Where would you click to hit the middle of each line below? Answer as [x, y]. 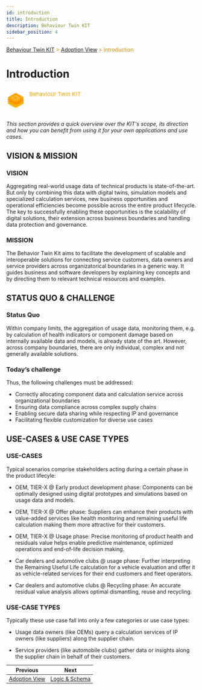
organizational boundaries [47, 400]
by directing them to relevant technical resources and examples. [86, 279]
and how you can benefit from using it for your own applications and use [97, 130]
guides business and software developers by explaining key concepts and [98, 273]
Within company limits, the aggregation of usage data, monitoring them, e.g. [101, 328]
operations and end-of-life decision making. [70, 549]
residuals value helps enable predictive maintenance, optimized [94, 542]
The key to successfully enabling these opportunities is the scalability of [96, 212]
